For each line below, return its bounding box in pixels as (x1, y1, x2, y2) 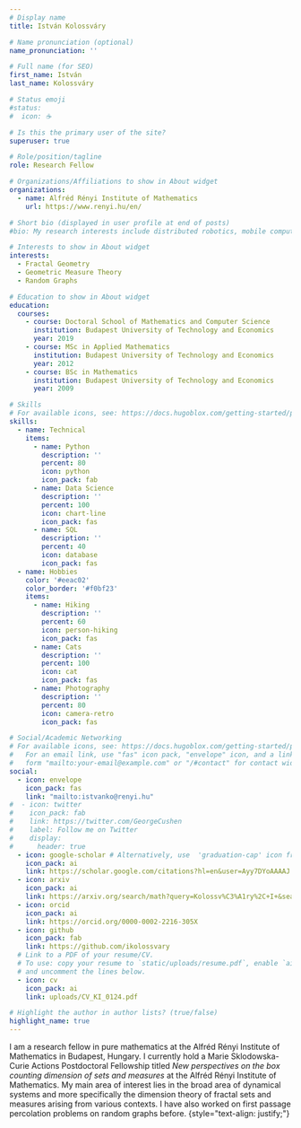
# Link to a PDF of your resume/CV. (17, 950, 154, 960)
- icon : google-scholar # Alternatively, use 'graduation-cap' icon (17, 850, 282, 860)
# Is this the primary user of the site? (9, 127, 167, 137)
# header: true (9, 842, 87, 851)
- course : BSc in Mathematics (25, 367, 139, 377)
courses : (17, 309, 50, 319)
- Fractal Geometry (17, 259, 90, 269)
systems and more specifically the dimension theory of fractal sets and (9, 1089, 271, 1099)
